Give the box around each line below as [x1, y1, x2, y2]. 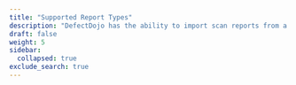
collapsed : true [17, 54, 77, 63]
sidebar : [9, 46, 42, 55]
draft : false [9, 29, 58, 38]
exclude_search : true [9, 63, 90, 72]
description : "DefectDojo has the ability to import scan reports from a [9, 21, 288, 30]
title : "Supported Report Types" [9, 12, 133, 22]
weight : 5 [9, 37, 46, 47]
